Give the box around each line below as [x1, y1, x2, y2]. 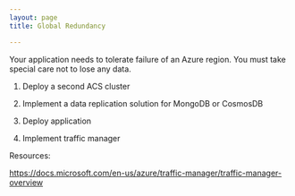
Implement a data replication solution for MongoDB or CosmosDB [21, 98, 264, 108]
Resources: [9, 149, 51, 161]
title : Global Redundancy [9, 21, 105, 30]
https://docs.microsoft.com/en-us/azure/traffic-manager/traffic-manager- [9, 167, 282, 178]
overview [9, 176, 43, 188]
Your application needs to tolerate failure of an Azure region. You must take [9, 54, 286, 64]
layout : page [9, 13, 58, 22]
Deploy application [21, 115, 92, 126]
